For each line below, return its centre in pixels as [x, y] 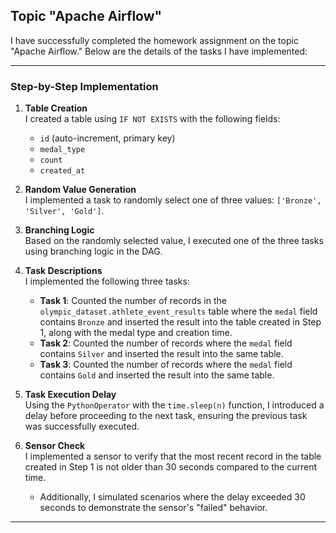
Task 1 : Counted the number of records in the [133, 301]
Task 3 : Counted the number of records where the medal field [166, 365]
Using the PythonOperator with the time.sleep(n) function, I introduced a [174, 405]
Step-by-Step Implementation [84, 86]
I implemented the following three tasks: [107, 281]
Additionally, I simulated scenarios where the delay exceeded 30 [172, 497]
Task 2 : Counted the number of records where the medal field [166, 343]
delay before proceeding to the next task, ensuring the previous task [166, 416]
